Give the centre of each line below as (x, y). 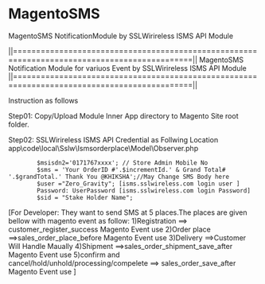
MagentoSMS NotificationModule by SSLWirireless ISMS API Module (121, 36)
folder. (19, 124)
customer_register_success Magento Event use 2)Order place (109, 229)
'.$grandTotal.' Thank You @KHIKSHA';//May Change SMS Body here (119, 177)
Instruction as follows (43, 100)
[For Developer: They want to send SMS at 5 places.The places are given (128, 212)
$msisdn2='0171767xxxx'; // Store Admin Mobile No (123, 163)
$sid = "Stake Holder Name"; (85, 197)
